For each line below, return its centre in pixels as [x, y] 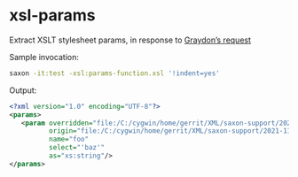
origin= [63, 131]
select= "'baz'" [76, 148]
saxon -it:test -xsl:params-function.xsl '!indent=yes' [114, 73]
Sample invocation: [44, 57]
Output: [23, 90]
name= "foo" [69, 139]
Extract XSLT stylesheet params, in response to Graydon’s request [130, 40]
